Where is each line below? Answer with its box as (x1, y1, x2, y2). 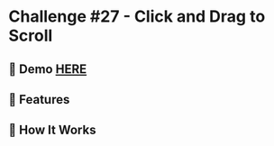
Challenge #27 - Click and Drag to (8, 6, 266, 27)
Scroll (8, 25, 53, 46)
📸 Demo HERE (8, 61, 87, 77)
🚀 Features (8, 92, 70, 107)
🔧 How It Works (8, 123, 96, 138)
